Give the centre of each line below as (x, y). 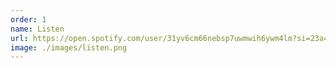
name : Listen (37, 29)
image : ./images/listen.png (69, 47)
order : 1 (28, 19)
